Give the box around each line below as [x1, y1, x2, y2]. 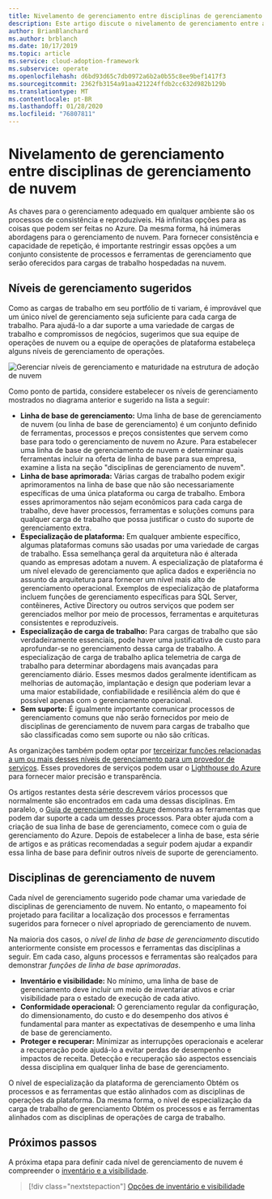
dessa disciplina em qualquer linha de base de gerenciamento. [19, 1062, 229, 1072]
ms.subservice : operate [8, 65, 89, 73]
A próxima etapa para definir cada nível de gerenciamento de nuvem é [8, 1158, 244, 1167]
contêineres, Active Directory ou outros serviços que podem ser [19, 600, 235, 610]
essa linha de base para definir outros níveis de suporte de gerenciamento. [8, 847, 259, 857]
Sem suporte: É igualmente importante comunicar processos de [19, 704, 236, 714]
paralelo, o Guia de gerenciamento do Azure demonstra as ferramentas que [8, 804, 261, 814]
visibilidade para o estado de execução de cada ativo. [19, 993, 201, 1003]
